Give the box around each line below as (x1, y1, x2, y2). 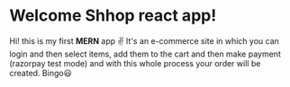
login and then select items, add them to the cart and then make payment (9, 48, 281, 59)
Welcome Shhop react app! (9, 5, 217, 26)
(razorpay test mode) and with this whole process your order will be (9, 57, 261, 68)
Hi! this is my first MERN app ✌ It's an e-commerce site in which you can (9, 35, 279, 46)
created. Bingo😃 (9, 67, 72, 78)
